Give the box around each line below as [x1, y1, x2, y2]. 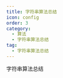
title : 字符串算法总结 [6, 8, 58, 15]
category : [6, 25, 31, 32]
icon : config [6, 14, 39, 20]
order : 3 [6, 20, 28, 26]
